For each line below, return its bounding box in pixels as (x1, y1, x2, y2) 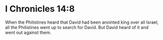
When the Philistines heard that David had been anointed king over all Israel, (5, 19, 159, 25)
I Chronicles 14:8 (5, 3, 75, 14)
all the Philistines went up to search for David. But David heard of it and (5, 24, 149, 30)
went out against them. (5, 29, 51, 35)
